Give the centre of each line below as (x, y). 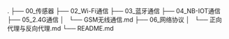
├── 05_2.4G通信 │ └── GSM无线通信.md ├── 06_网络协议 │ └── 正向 (114, 19)
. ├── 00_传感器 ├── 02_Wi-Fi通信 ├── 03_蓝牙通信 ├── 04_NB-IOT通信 (114, 11)
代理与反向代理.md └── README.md (60, 28)
